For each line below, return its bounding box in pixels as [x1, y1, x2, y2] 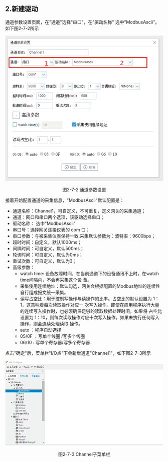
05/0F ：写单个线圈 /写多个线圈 [20, 333, 85, 339]
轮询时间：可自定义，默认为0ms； [12, 252, 84, 258]
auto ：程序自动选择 [20, 327, 62, 333]
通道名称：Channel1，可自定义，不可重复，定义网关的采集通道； [12, 208, 146, 214]
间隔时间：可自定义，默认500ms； [12, 246, 84, 252]
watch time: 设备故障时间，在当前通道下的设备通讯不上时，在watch [20, 271, 159, 277]
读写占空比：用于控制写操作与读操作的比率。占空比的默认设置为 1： [20, 296, 159, 302]
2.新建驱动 [5, 5, 39, 14]
